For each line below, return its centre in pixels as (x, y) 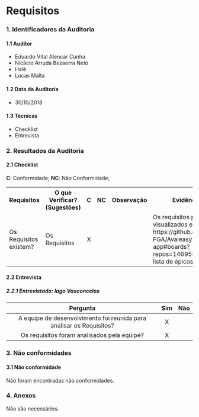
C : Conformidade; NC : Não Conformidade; (58, 178)
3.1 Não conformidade (34, 367)
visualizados (170, 224)
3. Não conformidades (39, 353)
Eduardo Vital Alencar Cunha (50, 57)
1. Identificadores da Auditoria (50, 30)
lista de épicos (173, 261)
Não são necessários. (33, 408)
